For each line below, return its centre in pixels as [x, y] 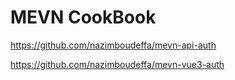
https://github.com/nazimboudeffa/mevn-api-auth [113, 45]
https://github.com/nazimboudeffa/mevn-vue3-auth [117, 64]
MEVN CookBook [83, 17]
